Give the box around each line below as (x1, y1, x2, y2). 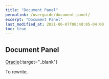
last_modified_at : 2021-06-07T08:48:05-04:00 (5, 21, 104, 27)
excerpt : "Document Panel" (5, 17, 63, 22)
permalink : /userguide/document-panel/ (5, 12, 91, 17)
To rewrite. (5, 68, 28, 74)
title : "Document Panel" (5, 7, 58, 13)
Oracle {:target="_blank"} (5, 59, 58, 65)
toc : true (5, 27, 27, 32)
